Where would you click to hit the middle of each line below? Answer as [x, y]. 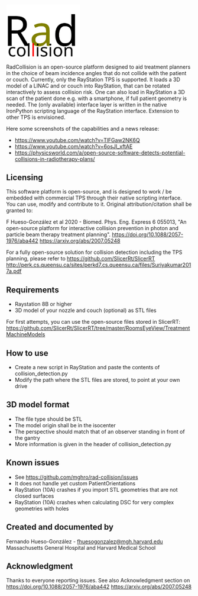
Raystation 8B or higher [43, 304]
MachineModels [26, 334]
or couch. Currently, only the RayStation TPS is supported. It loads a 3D [93, 79]
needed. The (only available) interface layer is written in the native [87, 104]
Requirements [33, 290]
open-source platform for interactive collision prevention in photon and [92, 228]
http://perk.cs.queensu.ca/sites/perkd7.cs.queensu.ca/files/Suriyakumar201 [99, 265]
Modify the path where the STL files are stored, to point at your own [97, 380]
